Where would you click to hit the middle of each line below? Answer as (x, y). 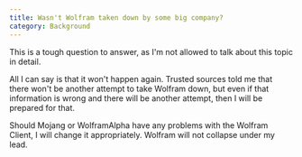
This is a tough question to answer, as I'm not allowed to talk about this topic (151, 51)
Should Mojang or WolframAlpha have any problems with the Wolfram (139, 125)
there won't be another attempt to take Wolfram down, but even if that (139, 88)
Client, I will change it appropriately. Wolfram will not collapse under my (142, 134)
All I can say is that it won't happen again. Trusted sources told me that (141, 78)
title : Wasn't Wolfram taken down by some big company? (116, 18)
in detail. (25, 61)
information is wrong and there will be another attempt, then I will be (136, 98)
